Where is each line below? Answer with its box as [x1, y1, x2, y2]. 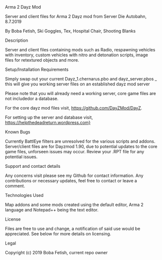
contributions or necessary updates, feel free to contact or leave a [5, 178, 137, 183]
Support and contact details [5, 163, 60, 169]
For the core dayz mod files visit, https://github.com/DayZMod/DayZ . [5, 105, 143, 111]
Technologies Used [5, 193, 44, 198]
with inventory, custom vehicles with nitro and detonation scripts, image [5, 52, 148, 58]
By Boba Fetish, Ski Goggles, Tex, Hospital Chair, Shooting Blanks [5, 28, 136, 33]
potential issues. [5, 154, 38, 160]
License [5, 216, 21, 222]
